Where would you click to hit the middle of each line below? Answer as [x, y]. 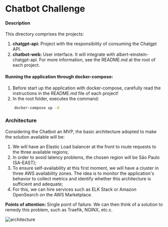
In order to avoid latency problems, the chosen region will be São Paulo [86, 157]
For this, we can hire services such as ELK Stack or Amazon [74, 189]
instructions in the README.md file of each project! [65, 93]
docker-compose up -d [37, 108]
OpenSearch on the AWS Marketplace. [52, 194]
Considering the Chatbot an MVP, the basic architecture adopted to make [81, 132]
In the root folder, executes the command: [56, 98]
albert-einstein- [132, 54]
